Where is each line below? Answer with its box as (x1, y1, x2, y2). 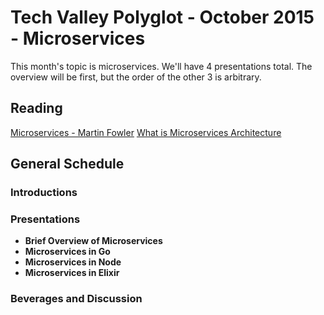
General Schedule (10, 156, 125, 173)
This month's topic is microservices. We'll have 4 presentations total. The (10, 60, 313, 72)
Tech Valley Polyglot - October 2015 (10, 6, 315, 29)
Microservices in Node (24, 256, 122, 268)
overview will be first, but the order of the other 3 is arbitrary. (10, 71, 262, 83)
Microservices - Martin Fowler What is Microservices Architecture (10, 126, 282, 138)
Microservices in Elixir (24, 267, 120, 279)
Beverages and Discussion (10, 292, 143, 306)
